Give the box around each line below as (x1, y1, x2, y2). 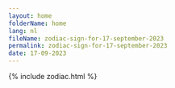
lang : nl (8, 27, 38, 35)
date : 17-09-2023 (8, 49, 67, 57)
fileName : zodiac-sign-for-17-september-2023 (8, 34, 164, 43)
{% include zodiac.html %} (8, 72, 98, 81)
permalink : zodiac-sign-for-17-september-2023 (8, 42, 168, 50)
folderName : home (8, 19, 67, 27)
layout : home (8, 11, 52, 20)
